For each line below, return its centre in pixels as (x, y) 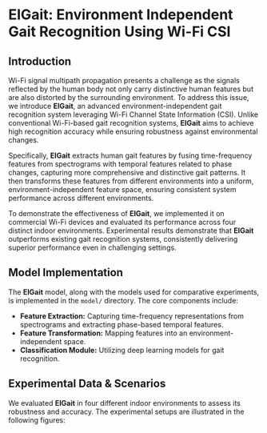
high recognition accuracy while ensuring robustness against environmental (133, 131)
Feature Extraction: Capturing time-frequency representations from (132, 316)
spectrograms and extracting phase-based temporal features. (122, 324)
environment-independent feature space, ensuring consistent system (123, 189)
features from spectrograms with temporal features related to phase (120, 164)
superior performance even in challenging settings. (93, 247)
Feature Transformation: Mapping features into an (104, 333)
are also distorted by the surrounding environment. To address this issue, (129, 97)
